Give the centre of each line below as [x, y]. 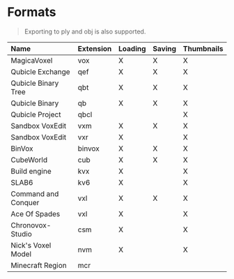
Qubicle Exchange [41, 72]
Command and [35, 194]
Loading [132, 48]
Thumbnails [203, 48]
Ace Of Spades [36, 213]
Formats [32, 12]
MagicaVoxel [32, 60]
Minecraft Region [39, 265]
